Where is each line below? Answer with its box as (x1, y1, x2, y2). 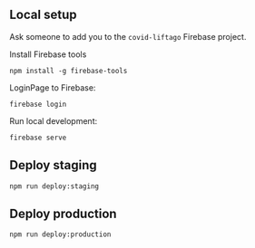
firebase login (9, 100, 67, 109)
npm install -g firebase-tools (9, 66, 128, 75)
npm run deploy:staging (9, 181, 100, 191)
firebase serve (9, 133, 67, 142)
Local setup (9, 7, 77, 23)
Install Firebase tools (9, 49, 87, 60)
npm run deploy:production (9, 230, 112, 239)
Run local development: (9, 115, 98, 126)
